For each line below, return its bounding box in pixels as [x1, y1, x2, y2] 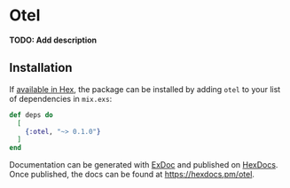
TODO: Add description [9, 35, 98, 45]
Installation [9, 60, 73, 75]
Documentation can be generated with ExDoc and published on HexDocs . [9, 160, 278, 170]
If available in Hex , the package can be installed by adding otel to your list [9, 83, 281, 94]
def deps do [9, 110, 53, 120]
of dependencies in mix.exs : [9, 93, 113, 104]
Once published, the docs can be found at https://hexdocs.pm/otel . [9, 169, 255, 180]
